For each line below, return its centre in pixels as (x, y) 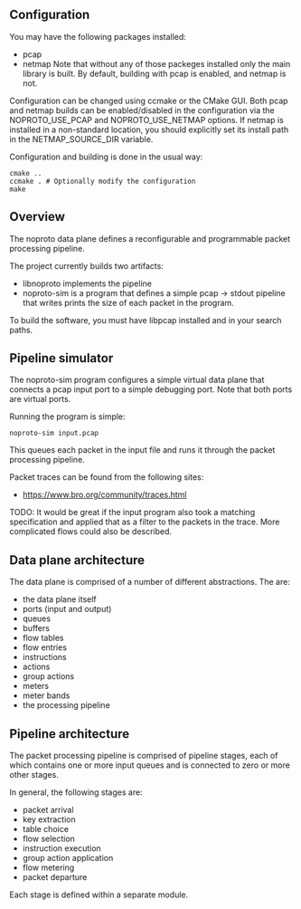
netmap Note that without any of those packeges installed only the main (156, 63)
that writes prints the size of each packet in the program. (128, 302)
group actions (48, 676)
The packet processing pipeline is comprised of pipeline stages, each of (144, 756)
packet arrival (48, 810)
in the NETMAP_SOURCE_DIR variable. (81, 139)
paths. (21, 330)
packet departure (55, 877)
